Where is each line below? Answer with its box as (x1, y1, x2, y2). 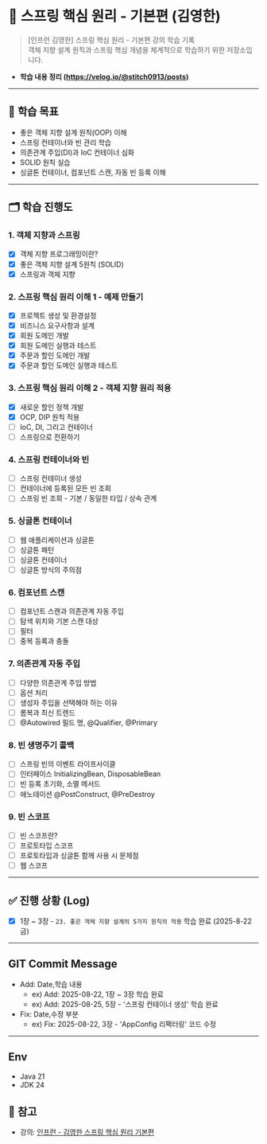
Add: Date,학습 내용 (19, 979, 83, 989)
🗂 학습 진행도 (8, 201, 73, 214)
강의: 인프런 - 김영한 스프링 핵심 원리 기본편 (19, 1127, 155, 1137)
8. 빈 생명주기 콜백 (8, 740, 75, 751)
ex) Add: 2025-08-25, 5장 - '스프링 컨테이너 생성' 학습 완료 (31, 999, 219, 1009)
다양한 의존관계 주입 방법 (19, 677, 97, 687)
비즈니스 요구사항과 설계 (19, 320, 95, 330)
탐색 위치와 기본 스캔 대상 (19, 616, 99, 626)
